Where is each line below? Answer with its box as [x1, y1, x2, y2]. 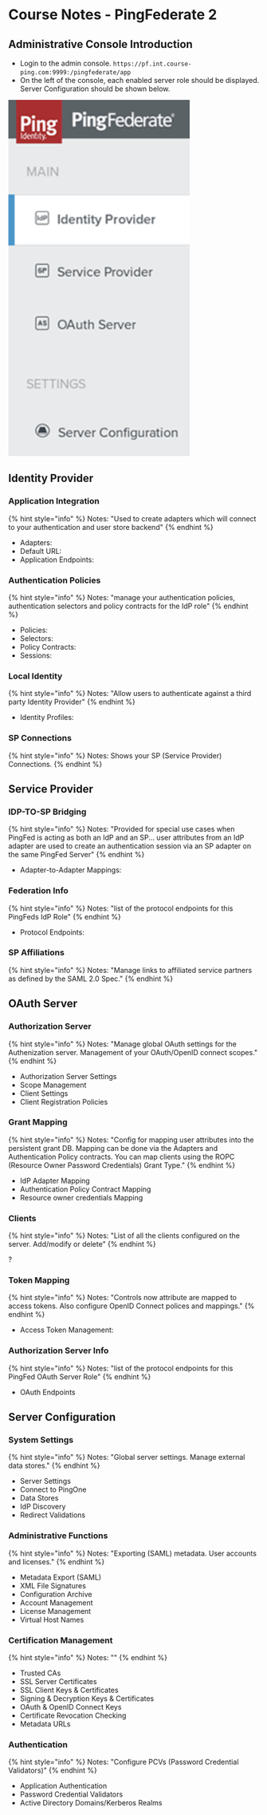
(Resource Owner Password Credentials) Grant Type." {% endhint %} [8, 1160, 236, 1170]
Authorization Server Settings [19, 1071, 117, 1081]
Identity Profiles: [19, 713, 74, 722]
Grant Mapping [8, 1117, 68, 1128]
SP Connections [8, 733, 72, 744]
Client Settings [19, 1088, 69, 1098]
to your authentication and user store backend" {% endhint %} [8, 522, 214, 532]
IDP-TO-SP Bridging [8, 806, 87, 817]
